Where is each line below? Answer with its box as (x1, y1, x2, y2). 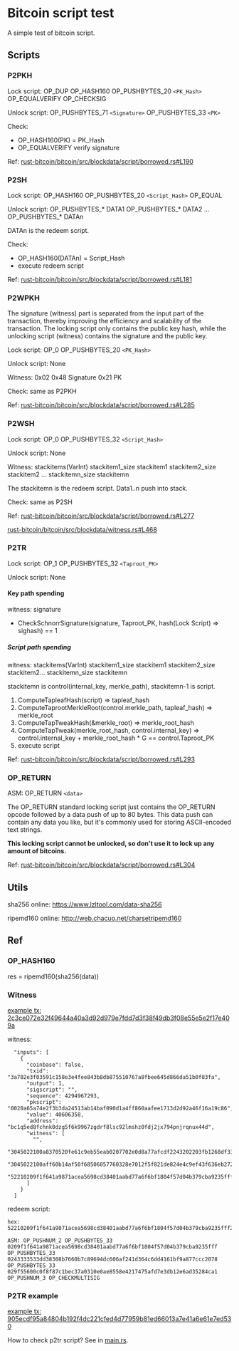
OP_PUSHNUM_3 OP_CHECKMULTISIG (7, 1275, 100, 1282)
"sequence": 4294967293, (26, 1092, 100, 1100)
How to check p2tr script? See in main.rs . (7, 1336, 129, 1345)
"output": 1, (26, 1080, 65, 1087)
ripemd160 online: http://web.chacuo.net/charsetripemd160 (7, 914, 182, 923)
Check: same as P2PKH (7, 387, 77, 396)
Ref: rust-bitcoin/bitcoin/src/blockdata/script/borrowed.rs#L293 (7, 755, 196, 763)
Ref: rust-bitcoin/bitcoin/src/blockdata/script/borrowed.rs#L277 (7, 511, 195, 520)
